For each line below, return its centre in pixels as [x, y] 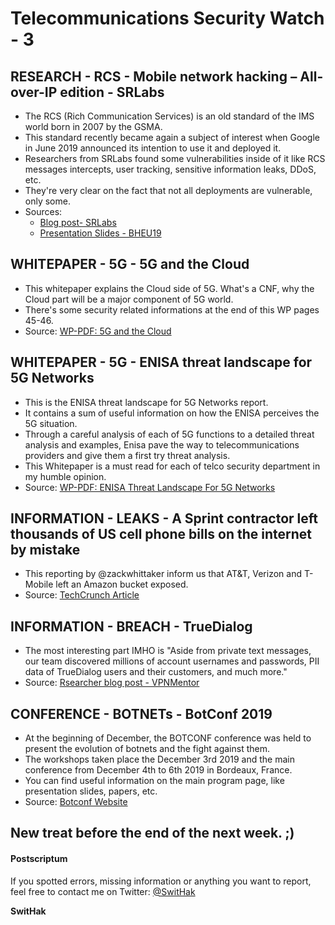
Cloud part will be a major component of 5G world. [129, 299]
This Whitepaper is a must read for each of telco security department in [172, 466]
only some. [47, 201]
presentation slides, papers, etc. [91, 791]
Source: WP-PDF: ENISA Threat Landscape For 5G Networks [150, 487]
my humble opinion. [65, 476]
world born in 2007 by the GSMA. [93, 126]
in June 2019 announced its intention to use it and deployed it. [153, 148]
